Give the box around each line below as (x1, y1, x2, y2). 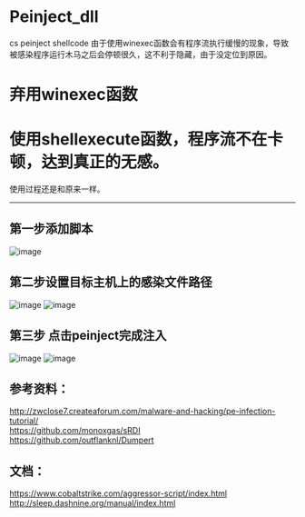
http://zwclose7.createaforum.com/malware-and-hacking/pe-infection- (9, 406, 276, 417)
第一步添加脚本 (9, 221, 93, 237)
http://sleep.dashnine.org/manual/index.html (9, 498, 176, 509)
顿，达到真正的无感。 (9, 152, 170, 173)
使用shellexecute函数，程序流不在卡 (9, 129, 284, 150)
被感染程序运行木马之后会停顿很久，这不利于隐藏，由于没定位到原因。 (9, 48, 272, 60)
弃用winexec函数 (9, 85, 138, 105)
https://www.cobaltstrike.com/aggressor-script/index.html (9, 488, 228, 499)
